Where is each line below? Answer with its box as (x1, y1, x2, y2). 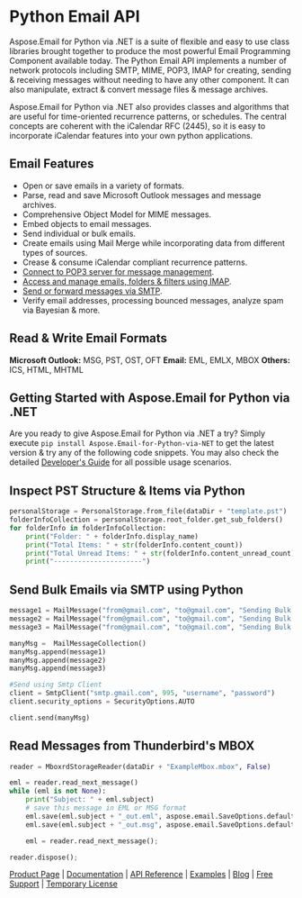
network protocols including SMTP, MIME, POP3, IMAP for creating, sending (9, 65, 292, 76)
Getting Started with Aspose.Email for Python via (9, 390, 290, 405)
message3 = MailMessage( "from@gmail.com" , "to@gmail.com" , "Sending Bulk (9, 622, 292, 631)
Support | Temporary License (9, 878, 119, 889)
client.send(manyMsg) (9, 713, 91, 722)
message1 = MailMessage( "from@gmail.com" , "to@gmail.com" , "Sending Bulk (9, 606, 292, 615)
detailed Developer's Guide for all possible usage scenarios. (9, 457, 232, 467)
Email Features (9, 156, 94, 172)
